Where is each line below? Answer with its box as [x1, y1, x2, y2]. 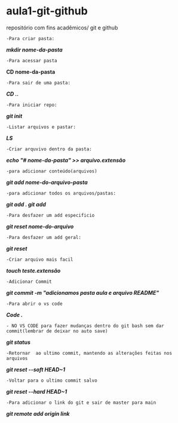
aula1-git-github [6, 4, 88, 18]
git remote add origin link [6, 410, 70, 417]
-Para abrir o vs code [6, 301, 63, 307]
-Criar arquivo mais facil [6, 256, 73, 262]
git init [6, 112, 23, 119]
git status [6, 339, 31, 346]
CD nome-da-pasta [6, 68, 56, 75]
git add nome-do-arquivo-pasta [6, 179, 88, 186]
